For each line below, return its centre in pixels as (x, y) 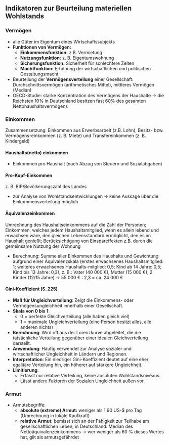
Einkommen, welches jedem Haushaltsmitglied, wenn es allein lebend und (82, 230)
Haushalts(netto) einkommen (37, 152)
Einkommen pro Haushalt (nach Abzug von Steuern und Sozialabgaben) (88, 164)
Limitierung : (26, 370)
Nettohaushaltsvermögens (40, 106)
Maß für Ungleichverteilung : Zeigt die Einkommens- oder (73, 300)
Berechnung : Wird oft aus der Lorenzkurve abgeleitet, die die (77, 332)
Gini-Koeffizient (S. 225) (32, 289)
